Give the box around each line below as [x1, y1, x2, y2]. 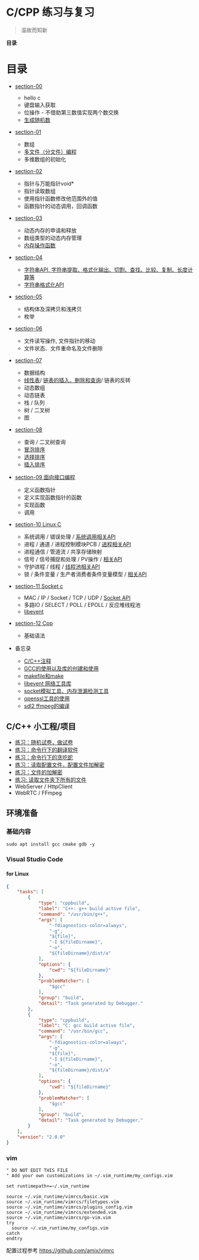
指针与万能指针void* [23, 180, 74, 187]
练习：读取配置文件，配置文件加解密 [14, 761, 105, 768]
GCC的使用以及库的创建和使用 [23, 664, 99, 672]
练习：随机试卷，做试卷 [14, 738, 73, 746]
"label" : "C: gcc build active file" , [38, 1023, 135, 1029]
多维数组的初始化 [23, 155, 67, 162]
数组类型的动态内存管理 [23, 234, 82, 241]
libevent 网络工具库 [23, 679, 72, 687]
